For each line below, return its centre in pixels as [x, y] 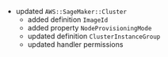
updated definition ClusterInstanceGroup [94, 36]
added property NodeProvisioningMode [90, 28]
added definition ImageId [68, 20]
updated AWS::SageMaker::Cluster [71, 11]
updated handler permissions [75, 45]
